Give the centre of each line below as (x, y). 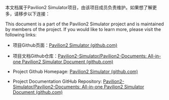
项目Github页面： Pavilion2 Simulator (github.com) (65, 45)
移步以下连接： (34, 14)
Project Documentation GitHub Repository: (57, 81)
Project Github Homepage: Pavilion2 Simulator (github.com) (75, 72)
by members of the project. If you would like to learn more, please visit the (83, 29)
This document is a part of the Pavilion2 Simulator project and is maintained (85, 24)
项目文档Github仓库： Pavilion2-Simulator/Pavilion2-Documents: (80, 56)
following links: (21, 35)
